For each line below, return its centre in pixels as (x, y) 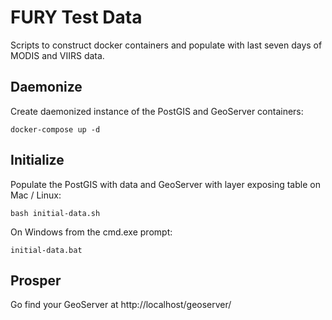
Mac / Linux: (36, 195)
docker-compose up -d (55, 129)
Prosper (36, 280)
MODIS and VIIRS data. (57, 55)
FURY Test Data (76, 17)
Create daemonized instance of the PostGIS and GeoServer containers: (157, 111)
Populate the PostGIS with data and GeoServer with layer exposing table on (165, 184)
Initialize (37, 160)
